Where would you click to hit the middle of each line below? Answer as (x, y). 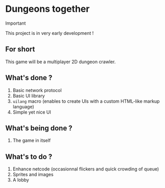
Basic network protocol (37, 90)
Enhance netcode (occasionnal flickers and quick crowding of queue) (86, 169)
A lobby (21, 180)
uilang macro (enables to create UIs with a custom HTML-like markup (86, 101)
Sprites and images (33, 175)
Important (16, 23)
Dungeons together (48, 9)
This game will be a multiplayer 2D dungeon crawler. (61, 62)
